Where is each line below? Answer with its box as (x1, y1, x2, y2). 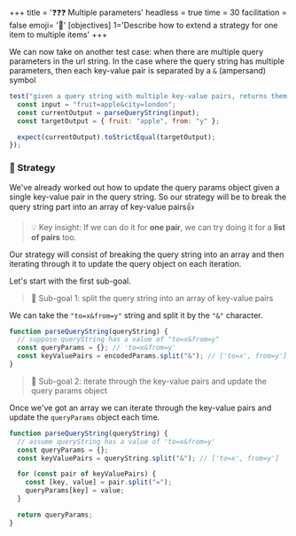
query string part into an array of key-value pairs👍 (9, 201, 195, 212)
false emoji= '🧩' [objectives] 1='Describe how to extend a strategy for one (9, 20, 278, 30)
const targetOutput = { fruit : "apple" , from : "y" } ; (17, 116, 220, 126)
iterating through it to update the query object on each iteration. (9, 258, 242, 268)
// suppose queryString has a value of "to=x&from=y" (17, 335, 220, 344)
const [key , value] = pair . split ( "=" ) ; (25, 478, 173, 487)
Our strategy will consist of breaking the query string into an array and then (9, 249, 284, 260)
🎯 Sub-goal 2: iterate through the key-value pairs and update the (30, 376, 268, 386)
